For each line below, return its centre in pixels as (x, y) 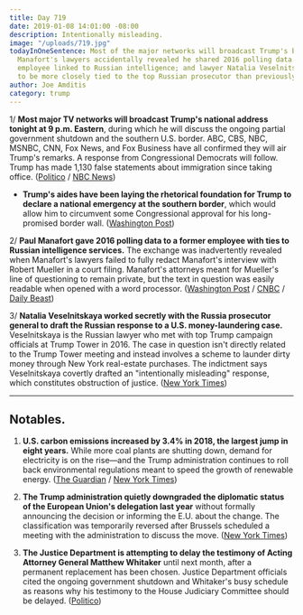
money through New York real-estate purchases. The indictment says (138, 363)
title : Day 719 (38, 18)
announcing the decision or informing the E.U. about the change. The (151, 517)
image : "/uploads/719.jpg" (60, 43)
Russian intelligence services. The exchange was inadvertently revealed (146, 250)
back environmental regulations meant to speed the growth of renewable (158, 470)
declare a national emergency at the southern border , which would (149, 203)
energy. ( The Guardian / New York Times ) (100, 480)
